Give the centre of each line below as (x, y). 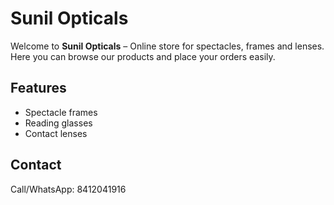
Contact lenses (56, 133)
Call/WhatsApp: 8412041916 (68, 189)
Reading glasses (58, 123)
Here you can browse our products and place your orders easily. (143, 56)
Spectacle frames (61, 112)
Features (38, 88)
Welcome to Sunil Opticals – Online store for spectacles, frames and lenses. (167, 46)
